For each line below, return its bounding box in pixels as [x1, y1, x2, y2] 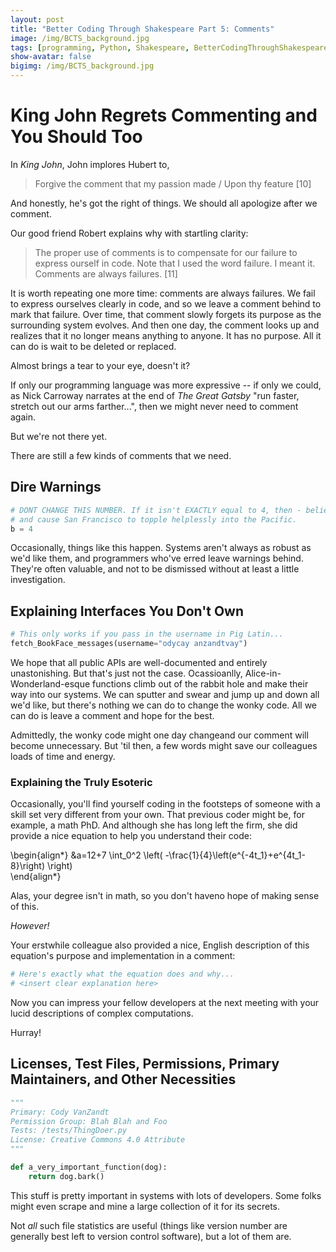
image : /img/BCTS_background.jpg [10, 33, 150, 43]
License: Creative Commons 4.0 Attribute [10, 1135, 186, 1145]
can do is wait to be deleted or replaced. [10, 340, 177, 352]
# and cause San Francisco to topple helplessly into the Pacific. [10, 514, 298, 525]
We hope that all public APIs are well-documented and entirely [10, 656, 268, 668]
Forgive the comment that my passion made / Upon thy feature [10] [34, 177, 312, 190]
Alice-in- [244, 667, 282, 679]
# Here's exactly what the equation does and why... [10, 969, 235, 980]
